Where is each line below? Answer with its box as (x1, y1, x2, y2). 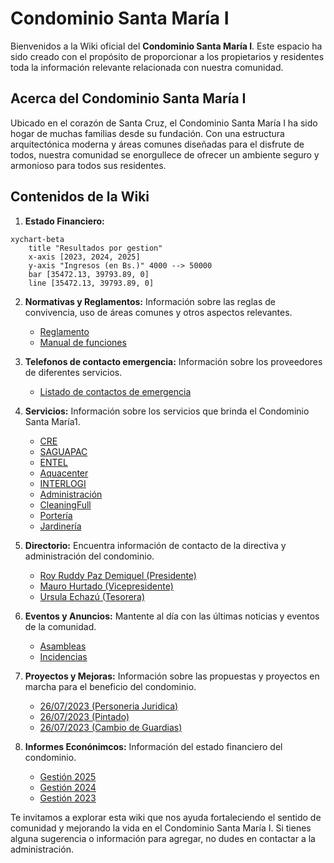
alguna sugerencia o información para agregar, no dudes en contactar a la (10, 832, 316, 844)
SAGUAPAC (39, 445, 88, 457)
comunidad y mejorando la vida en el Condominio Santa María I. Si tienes (10, 822, 312, 834)
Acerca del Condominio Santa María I (10, 90, 247, 107)
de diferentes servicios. (24, 366, 123, 378)
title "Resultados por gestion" (28, 243, 163, 253)
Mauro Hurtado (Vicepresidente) (39, 580, 174, 592)
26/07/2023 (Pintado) (39, 710, 130, 722)
